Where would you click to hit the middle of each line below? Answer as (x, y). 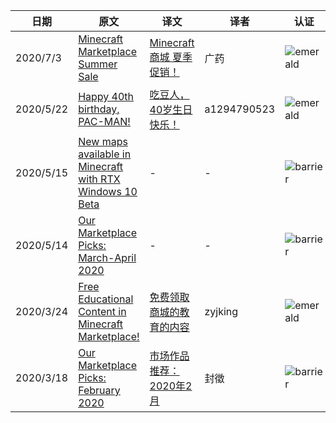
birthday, (99, 109)
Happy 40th (106, 96)
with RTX (99, 179)
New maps (103, 141)
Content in (102, 311)
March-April (107, 257)
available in (105, 154)
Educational (106, 299)
